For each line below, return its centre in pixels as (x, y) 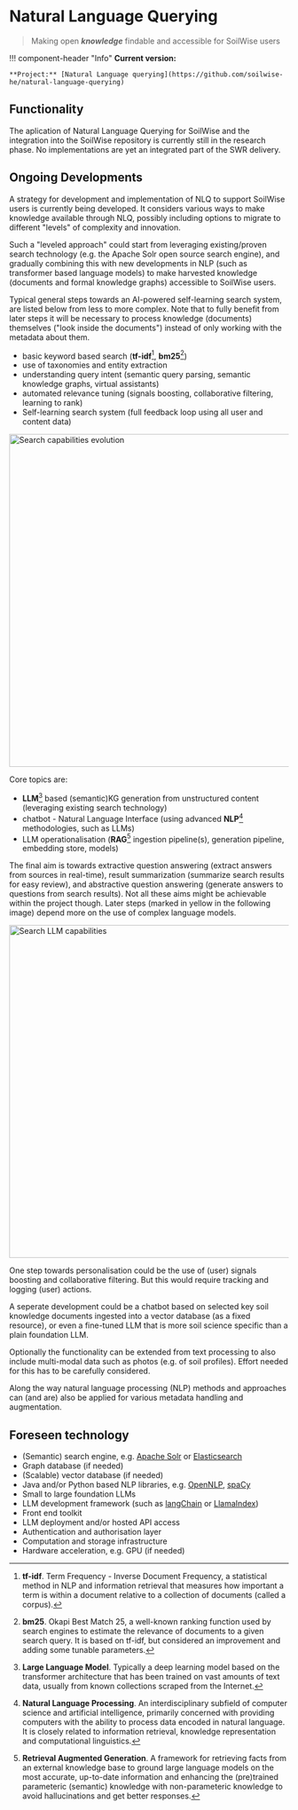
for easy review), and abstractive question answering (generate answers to (146, 884)
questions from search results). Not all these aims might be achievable (138, 894)
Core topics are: (39, 779)
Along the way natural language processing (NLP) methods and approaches (148, 1388)
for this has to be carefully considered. (80, 1371)
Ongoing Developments (76, 178)
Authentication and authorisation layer (92, 1532)
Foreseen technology (69, 1435)
